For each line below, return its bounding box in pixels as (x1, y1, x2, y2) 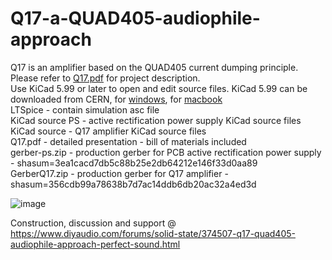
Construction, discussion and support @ (10, 217, 177, 229)
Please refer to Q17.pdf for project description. (10, 72, 201, 84)
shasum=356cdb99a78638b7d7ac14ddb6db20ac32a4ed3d (10, 178, 257, 190)
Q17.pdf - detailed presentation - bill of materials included (10, 135, 247, 147)
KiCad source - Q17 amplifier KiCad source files (10, 125, 207, 137)
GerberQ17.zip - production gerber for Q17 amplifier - (10, 167, 229, 179)
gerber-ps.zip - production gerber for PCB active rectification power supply (10, 146, 322, 158)
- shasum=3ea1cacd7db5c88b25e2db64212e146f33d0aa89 (10, 157, 258, 169)
